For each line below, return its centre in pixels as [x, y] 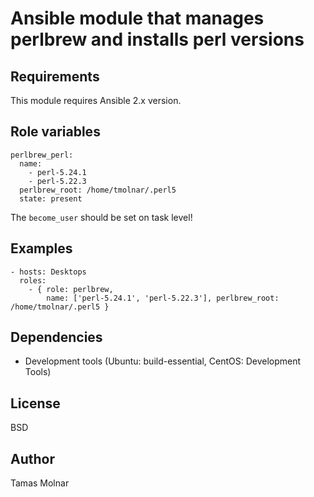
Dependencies [56, 337]
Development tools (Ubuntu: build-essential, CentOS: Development [163, 361]
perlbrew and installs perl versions [157, 39]
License [35, 403]
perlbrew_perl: [42, 155]
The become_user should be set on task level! [101, 217]
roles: [33, 280]
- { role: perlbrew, [71, 289]
